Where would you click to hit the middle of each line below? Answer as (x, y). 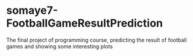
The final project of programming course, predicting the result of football (96, 40)
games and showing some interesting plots (60, 46)
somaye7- (32, 11)
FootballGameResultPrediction (85, 23)
